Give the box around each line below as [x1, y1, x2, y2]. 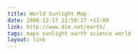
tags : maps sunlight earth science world [7, 29, 132, 37]
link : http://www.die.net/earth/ [7, 23, 106, 30]
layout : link [7, 36, 46, 43]
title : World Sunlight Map [7, 10, 87, 18]
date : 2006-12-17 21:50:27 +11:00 [7, 17, 110, 24]
